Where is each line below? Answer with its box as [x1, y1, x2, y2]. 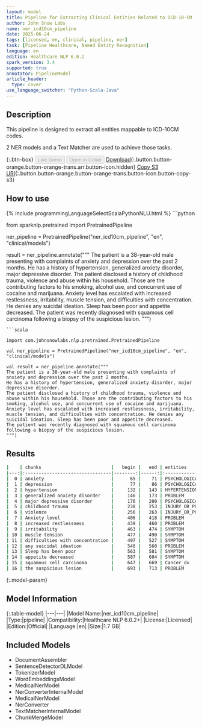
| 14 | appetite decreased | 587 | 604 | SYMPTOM [6, 554, 185, 561]
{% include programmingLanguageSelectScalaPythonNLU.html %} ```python [6, 209, 195, 217]
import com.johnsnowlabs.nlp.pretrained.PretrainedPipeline [6, 337, 161, 344]
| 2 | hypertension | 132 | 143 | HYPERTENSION [6, 486, 198, 493]
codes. [6, 132, 23, 139]
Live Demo [38, 156, 62, 163]
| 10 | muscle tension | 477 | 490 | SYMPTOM [6, 532, 185, 538]
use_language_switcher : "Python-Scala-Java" [6, 87, 120, 93]
